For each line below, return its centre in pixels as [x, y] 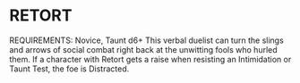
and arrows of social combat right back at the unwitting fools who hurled [143, 49]
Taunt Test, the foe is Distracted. [69, 69]
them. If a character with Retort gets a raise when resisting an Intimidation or [150, 59]
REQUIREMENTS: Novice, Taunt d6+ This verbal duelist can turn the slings [146, 40]
